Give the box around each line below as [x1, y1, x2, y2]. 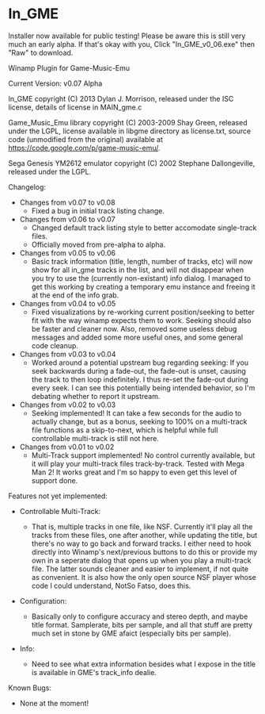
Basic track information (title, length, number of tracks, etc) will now [31, 256, 253, 266]
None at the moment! [19, 698, 89, 708]
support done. [31, 475, 78, 485]
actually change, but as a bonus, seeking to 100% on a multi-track [31, 416, 248, 426]
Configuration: [19, 596, 67, 605]
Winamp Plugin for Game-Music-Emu [8, 63, 131, 72]
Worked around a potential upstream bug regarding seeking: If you [31, 358, 249, 367]
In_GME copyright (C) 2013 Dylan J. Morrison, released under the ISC [8, 94, 234, 103]
